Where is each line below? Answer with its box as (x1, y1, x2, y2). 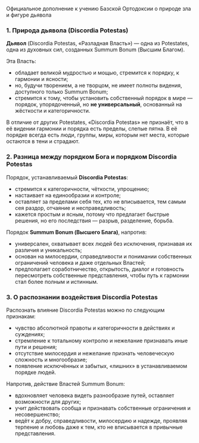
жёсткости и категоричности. (14, 107, 91, 114)
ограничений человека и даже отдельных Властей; (14, 259, 146, 266)
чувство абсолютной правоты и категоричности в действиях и (14, 324, 175, 332)
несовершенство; (14, 411, 61, 418)
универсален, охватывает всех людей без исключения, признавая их (14, 240, 192, 247)
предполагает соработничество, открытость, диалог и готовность (14, 265, 184, 272)
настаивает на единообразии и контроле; (14, 191, 121, 199)
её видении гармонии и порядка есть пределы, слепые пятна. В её (6, 125, 178, 132)
